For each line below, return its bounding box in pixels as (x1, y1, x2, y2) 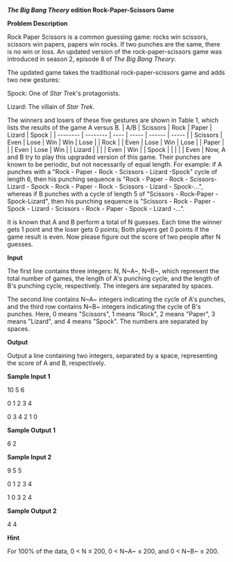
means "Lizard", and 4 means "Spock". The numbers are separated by (7, 317, 208, 325)
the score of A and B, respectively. (7, 359, 106, 367)
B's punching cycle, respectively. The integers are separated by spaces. (7, 282, 214, 290)
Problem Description (7, 19, 68, 27)
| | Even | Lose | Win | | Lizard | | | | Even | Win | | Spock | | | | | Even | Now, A (7, 146, 226, 153)
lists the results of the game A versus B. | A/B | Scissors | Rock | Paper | (7, 124, 212, 131)
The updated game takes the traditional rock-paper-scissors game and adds (7, 69, 225, 76)
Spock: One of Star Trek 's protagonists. (7, 90, 121, 97)
